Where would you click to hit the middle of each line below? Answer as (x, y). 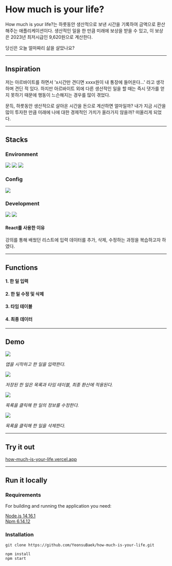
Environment (22, 155)
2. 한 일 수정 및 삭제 (25, 294)
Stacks (17, 140)
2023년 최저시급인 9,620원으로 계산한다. (52, 37)
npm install (18, 554)
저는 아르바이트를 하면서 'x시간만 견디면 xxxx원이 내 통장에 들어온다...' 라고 (80, 82)
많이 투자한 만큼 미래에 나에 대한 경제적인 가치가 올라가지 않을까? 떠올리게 (79, 112)
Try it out (20, 447)
